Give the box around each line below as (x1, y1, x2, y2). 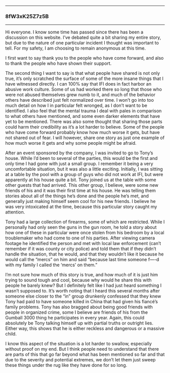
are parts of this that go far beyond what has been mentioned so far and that (5, 351, 165, 357)
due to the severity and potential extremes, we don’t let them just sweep (5, 357, 156, 363)
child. (5, 331, 17, 337)
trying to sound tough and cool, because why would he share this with (5, 277, 152, 283)
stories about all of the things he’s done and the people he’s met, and (5, 193, 149, 199)
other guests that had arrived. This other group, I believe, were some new (5, 182, 158, 188)
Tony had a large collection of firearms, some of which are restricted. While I (5, 219, 165, 225)
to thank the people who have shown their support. (5, 60, 112, 66)
